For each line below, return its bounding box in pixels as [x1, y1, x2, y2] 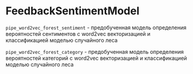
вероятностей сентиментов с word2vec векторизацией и [5, 30, 151, 37]
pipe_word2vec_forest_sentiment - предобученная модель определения [5, 24, 187, 31]
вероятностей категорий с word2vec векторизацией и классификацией [5, 54, 187, 61]
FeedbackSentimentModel [5, 4, 139, 18]
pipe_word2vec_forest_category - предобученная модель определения [5, 48, 184, 55]
